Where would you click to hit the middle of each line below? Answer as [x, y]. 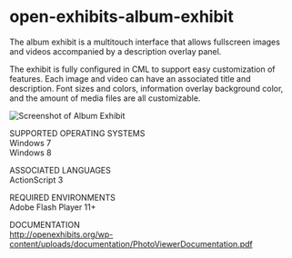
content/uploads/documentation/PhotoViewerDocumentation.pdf [131, 243]
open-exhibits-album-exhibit [121, 17]
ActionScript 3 [36, 180]
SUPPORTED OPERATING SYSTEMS [77, 133]
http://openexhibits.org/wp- [61, 234]
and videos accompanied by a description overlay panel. [116, 51]
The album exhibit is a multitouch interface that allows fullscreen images [145, 42]
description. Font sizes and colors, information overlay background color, [146, 88]
